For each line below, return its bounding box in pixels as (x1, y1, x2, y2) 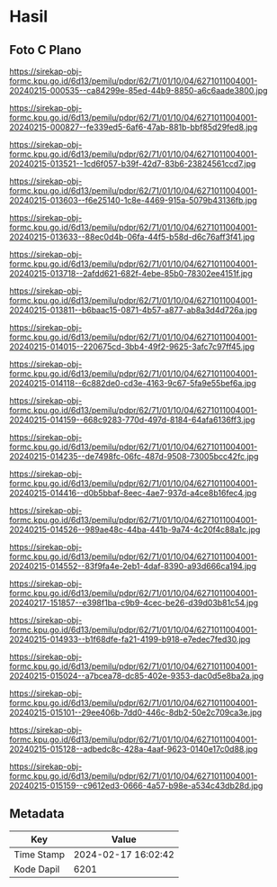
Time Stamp (13, 848, 66, 861)
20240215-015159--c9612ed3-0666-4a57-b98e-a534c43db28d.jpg (9, 781, 264, 791)
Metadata (9, 806, 65, 821)
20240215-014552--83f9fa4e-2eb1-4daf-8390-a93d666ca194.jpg (9, 561, 256, 571)
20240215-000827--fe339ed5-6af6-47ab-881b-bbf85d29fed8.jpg (9, 122, 258, 132)
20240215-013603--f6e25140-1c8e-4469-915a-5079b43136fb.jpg (9, 195, 258, 205)
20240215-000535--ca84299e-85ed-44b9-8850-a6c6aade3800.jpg (9, 86, 268, 95)
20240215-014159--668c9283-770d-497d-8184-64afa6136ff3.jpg (9, 414, 255, 425)
